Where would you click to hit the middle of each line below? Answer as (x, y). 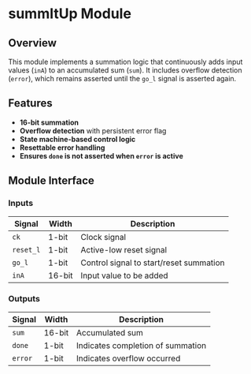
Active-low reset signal (124, 249)
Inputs (21, 204)
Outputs (24, 299)
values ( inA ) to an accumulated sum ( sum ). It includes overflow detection (125, 70)
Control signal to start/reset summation (153, 263)
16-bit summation (49, 122)
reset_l (26, 250)
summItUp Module (70, 14)
